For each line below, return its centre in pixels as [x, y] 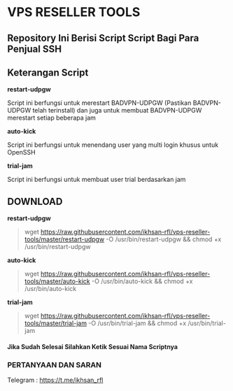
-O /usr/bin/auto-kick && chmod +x [142, 281]
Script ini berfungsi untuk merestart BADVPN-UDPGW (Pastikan [99, 103]
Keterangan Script [48, 72]
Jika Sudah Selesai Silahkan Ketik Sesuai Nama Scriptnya [93, 346]
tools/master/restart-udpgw [64, 239]
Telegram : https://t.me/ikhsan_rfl [55, 380]
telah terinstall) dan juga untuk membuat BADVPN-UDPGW [117, 111]
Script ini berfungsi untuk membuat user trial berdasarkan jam [97, 180]
